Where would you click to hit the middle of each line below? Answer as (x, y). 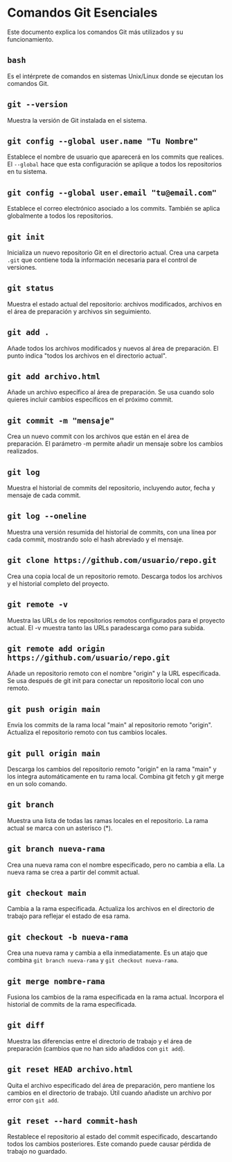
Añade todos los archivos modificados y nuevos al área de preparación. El (113, 348)
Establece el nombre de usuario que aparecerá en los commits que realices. (116, 157)
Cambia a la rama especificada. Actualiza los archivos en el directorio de (111, 909)
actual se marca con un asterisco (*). (60, 828)
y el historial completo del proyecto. (58, 583)
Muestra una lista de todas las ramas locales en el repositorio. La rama (108, 820)
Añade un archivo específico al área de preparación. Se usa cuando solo (111, 392)
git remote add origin (56, 648)
